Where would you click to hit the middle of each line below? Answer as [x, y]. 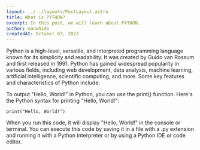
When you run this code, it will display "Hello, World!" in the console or [93, 123]
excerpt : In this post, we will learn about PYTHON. [73, 23]
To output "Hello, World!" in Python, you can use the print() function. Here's [99, 94]
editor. [14, 142]
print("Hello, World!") [36, 112]
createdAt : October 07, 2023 [43, 34]
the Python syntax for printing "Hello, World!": [63, 101]
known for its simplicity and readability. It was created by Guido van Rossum [100, 57]
